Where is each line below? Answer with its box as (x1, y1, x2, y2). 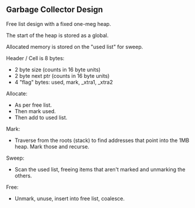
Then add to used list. (14, 114, 68, 121)
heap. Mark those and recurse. (14, 143, 90, 150)
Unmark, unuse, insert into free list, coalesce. (14, 194, 125, 202)
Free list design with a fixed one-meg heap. (6, 20, 112, 27)
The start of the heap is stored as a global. (6, 32, 109, 39)
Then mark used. (14, 107, 56, 114)
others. (14, 172, 32, 179)
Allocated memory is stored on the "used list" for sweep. (6, 43, 143, 50)
